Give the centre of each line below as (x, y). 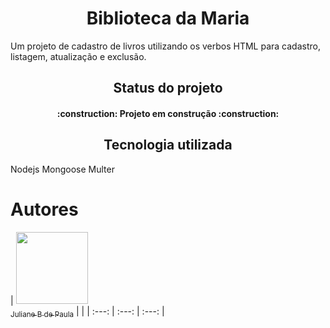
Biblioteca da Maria (168, 18)
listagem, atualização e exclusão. (78, 56)
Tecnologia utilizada (168, 145)
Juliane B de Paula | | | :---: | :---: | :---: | (87, 312)
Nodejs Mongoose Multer (62, 169)
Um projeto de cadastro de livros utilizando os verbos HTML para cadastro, (165, 46)
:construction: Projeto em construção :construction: (168, 113)
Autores (44, 209)
